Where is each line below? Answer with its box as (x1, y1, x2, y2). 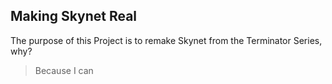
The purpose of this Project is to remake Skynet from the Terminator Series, (10, 34, 323, 46)
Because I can (34, 64, 94, 76)
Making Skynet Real (10, 8, 138, 25)
